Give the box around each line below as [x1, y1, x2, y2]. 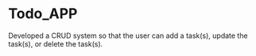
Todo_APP [8, 5, 78, 23]
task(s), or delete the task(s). [8, 39, 103, 48]
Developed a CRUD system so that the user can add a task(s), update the [8, 31, 248, 40]
